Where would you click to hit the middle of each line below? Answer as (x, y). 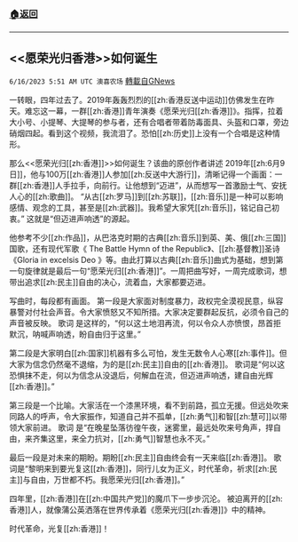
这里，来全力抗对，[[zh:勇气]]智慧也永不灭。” (129, 439)
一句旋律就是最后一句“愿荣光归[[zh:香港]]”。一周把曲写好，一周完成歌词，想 (148, 271)
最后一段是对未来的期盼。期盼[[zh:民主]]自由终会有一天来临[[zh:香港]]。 (141, 458)
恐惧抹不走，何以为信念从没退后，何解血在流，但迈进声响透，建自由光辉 (141, 376)
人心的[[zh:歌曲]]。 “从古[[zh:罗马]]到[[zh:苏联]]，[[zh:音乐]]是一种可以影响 (146, 196)
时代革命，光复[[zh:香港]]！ (59, 529)
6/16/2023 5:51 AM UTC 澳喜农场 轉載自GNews (92, 81)
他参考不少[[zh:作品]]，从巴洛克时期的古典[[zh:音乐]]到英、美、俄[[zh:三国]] (148, 238)
